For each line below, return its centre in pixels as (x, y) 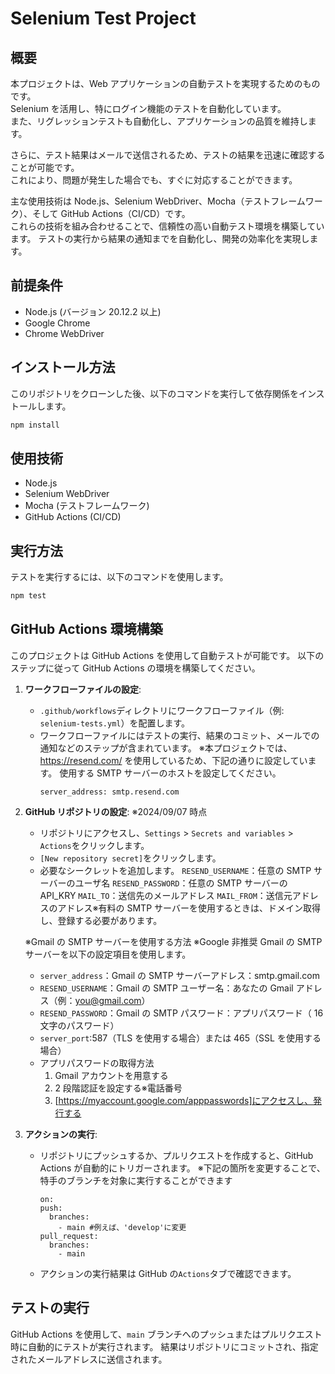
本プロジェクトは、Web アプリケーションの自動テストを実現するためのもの (165, 83)
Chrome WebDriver (64, 333)
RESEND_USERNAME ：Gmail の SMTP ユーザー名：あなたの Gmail (166, 988)
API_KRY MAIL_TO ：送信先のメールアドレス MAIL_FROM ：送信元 (166, 895)
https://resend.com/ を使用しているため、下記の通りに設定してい (173, 760)
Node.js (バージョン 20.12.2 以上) (93, 311)
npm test (28, 596)
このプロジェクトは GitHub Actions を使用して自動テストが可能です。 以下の (167, 655)
